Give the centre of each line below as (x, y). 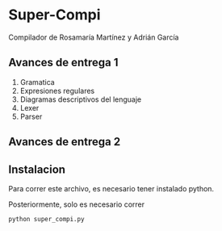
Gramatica (37, 82)
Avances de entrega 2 (65, 142)
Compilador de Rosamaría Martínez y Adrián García (94, 37)
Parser (31, 116)
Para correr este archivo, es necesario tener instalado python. (111, 188)
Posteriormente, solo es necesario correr (77, 204)
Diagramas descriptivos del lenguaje (81, 99)
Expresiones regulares (57, 90)
